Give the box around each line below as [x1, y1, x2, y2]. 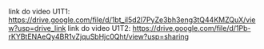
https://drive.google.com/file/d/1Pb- [132, 24, 251, 32]
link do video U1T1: [8, 7, 70, 16]
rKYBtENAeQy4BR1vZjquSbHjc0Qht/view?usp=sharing [8, 32, 190, 41]
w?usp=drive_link [8, 24, 66, 32]
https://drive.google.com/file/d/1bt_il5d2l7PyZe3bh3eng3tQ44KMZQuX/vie [8, 15, 256, 24]
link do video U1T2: [67, 24, 131, 32]
